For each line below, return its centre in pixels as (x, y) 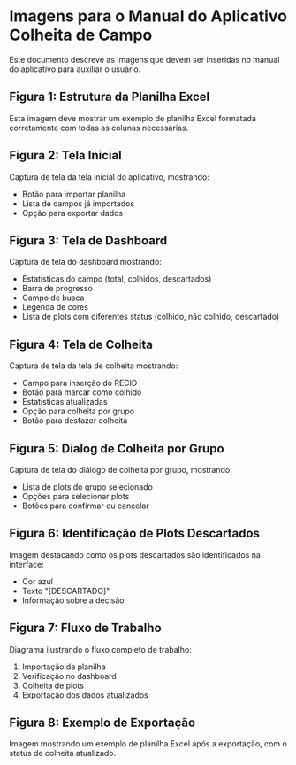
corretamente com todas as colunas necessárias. (99, 127)
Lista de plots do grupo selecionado (87, 487)
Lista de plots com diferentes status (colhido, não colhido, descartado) (151, 317)
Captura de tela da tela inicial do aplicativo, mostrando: (109, 177)
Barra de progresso (57, 289)
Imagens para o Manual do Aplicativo (148, 16)
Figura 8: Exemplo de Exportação (102, 723)
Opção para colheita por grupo (78, 411)
